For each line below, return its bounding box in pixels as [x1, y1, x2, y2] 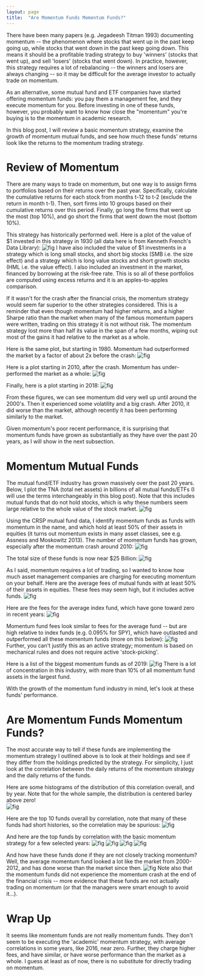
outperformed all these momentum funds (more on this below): [6, 635, 164, 643]
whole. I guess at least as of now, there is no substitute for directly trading [6, 958, 191, 965]
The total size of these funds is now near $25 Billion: [6, 555, 138, 562]
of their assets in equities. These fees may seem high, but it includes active [6, 586, 194, 593]
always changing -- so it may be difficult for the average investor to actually [6, 70, 196, 77]
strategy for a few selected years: [6, 840, 91, 847]
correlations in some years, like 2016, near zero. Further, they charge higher [6, 945, 195, 952]
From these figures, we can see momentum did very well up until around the [6, 394, 197, 401]
